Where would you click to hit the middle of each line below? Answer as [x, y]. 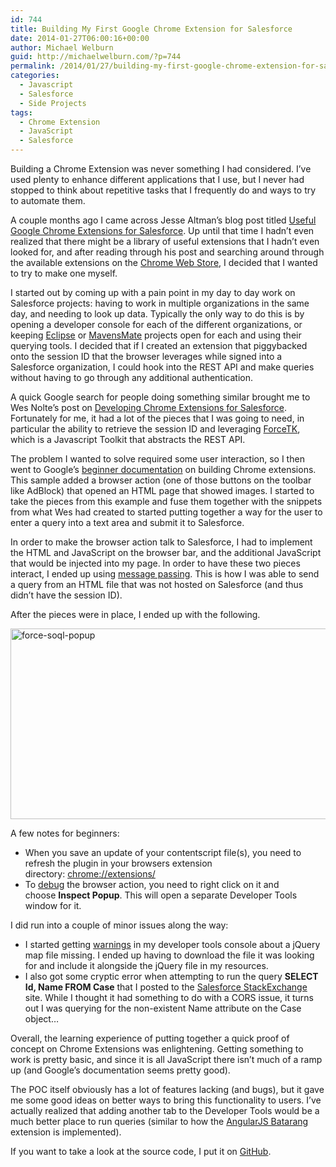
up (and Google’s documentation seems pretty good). [120, 1070]
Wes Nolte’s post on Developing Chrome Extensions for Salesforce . [148, 407]
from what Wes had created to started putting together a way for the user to [166, 512]
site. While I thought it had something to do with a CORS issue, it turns [169, 997]
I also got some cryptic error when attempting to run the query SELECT [171, 976]
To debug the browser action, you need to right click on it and [152, 884]
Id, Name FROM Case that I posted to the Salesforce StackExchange [166, 987]
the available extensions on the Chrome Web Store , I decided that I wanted [164, 262]
